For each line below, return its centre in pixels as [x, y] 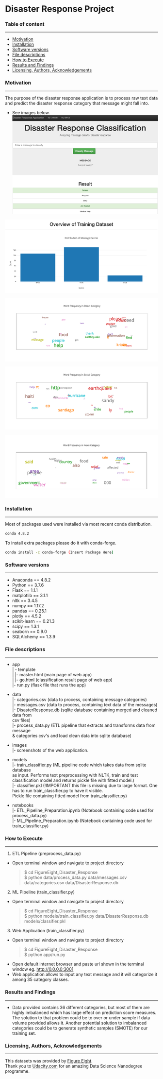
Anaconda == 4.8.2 [31, 580]
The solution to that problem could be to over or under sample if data [81, 1018]
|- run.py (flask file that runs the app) [49, 685]
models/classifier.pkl [45, 921]
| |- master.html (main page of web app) [52, 675]
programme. [17, 1071]
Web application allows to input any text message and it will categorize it [85, 975]
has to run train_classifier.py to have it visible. [57, 791]
